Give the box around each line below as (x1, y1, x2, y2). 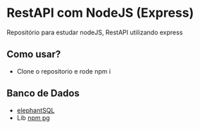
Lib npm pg (16, 114, 50, 122)
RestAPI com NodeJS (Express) (6, 5, 194, 21)
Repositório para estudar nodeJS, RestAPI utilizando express (6, 28, 183, 36)
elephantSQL (16, 106, 55, 114)
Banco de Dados (6, 88, 80, 100)
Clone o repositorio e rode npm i (16, 67, 111, 75)
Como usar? (6, 48, 61, 60)
